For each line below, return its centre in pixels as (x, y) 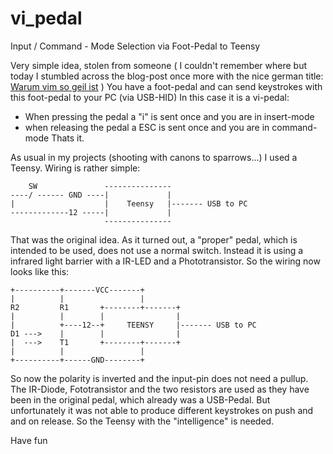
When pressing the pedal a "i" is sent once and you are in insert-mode (169, 116)
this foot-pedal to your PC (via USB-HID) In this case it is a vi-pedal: (150, 97)
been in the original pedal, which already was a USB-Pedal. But (140, 399)
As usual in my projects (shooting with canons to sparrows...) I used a (154, 157)
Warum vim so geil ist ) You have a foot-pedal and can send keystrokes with (166, 86)
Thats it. (68, 138)
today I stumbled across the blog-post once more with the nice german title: (167, 76)
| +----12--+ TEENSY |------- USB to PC (133, 325)
